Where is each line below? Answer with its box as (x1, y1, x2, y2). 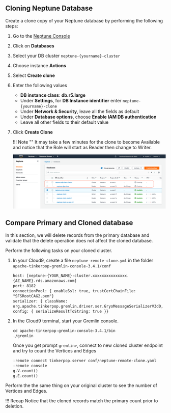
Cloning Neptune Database (5, 4, 93, 13)
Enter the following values (12, 82, 67, 88)
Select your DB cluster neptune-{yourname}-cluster (12, 52, 121, 59)
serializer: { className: (12, 298, 68, 304)
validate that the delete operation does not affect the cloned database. (5, 237, 153, 243)
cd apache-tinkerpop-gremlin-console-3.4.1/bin (12, 328, 116, 333)
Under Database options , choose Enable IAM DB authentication (20, 114, 157, 120)
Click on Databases (12, 43, 54, 49)
